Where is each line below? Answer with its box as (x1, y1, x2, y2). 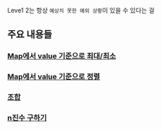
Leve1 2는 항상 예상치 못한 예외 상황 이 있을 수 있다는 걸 (7, 6, 155, 14)
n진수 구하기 (7, 113, 47, 123)
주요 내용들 (7, 29, 53, 41)
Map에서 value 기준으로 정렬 (7, 72, 101, 82)
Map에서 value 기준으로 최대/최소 (7, 51, 117, 61)
